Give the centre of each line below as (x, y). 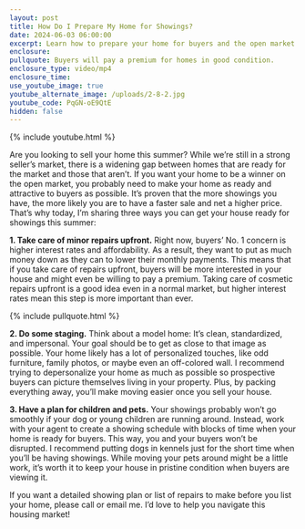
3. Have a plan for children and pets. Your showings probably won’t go (143, 410)
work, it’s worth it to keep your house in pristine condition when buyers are (149, 468)
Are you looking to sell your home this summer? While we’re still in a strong (150, 155)
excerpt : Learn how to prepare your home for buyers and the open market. (154, 43)
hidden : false (36, 111)
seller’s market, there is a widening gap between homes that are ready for (148, 164)
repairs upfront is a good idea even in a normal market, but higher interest (148, 289)
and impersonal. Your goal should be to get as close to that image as (138, 344)
